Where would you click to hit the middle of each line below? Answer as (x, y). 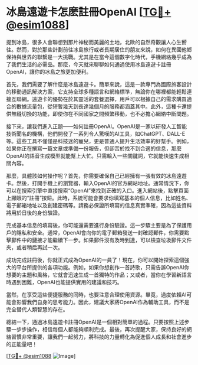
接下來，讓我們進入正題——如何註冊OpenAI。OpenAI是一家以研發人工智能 (97, 126)
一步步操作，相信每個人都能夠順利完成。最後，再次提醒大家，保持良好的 (99, 329)
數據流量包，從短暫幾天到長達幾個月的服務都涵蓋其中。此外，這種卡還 (101, 106)
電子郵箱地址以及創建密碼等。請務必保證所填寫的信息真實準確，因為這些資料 (99, 205)
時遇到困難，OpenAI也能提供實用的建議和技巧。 (64, 282)
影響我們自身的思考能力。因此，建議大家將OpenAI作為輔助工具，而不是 (103, 302)
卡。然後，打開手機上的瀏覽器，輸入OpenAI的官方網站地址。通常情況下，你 (98, 183)
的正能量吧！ (22, 344)
